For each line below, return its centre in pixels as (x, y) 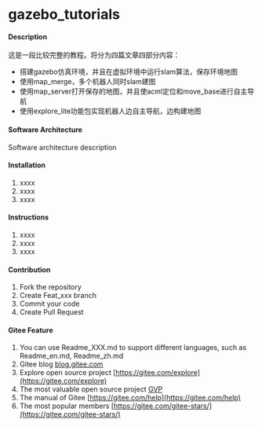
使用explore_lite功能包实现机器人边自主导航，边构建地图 (110, 111)
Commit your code (49, 304)
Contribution (29, 270)
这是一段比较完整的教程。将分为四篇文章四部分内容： (94, 55)
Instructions (29, 217)
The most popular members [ (67, 406)
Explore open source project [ (67, 373)
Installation (27, 165)
